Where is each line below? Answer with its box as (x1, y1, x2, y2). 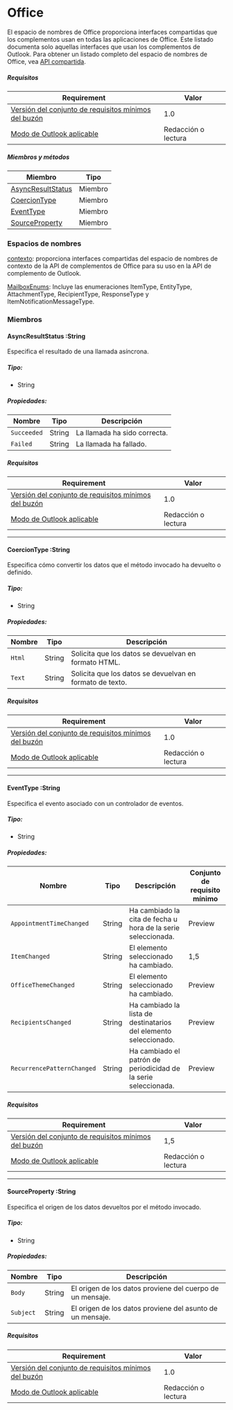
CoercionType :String (7, 545, 71, 553)
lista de (129, 1009, 153, 1018)
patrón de (129, 1055, 161, 1065)
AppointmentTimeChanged (10, 920, 89, 928)
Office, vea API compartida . (7, 57, 87, 65)
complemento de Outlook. (7, 269, 82, 278)
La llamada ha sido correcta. (76, 428, 169, 438)
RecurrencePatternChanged (10, 1064, 96, 1073)
